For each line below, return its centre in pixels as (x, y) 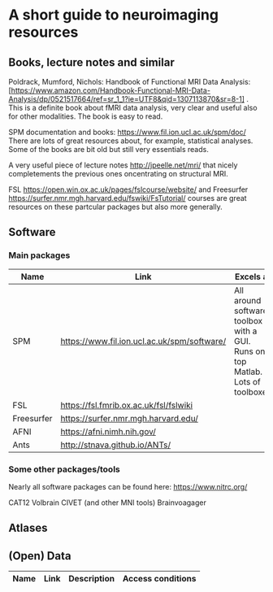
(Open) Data (40, 556)
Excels (248, 276)
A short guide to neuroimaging (114, 15)
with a (246, 331)
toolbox (249, 320)
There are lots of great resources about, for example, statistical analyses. (131, 141)
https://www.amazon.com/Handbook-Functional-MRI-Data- (111, 90)
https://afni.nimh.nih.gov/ (108, 431)
